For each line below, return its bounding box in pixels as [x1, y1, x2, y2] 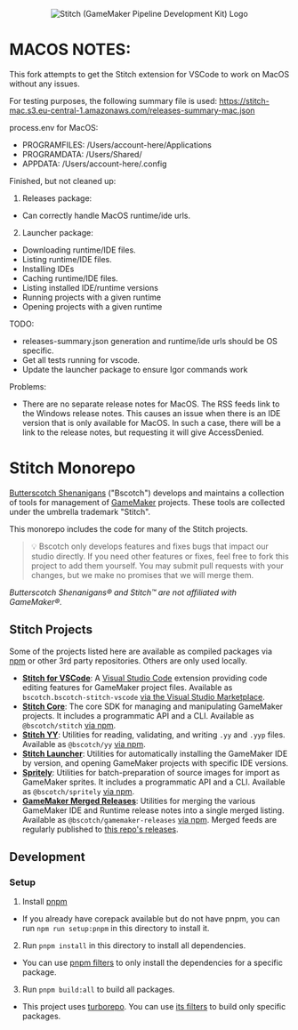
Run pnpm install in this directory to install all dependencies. [21, 940, 246, 951]
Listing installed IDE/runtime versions [21, 282, 158, 293]
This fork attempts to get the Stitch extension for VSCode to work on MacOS [9, 68, 290, 79]
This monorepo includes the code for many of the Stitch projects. [9, 523, 248, 534]
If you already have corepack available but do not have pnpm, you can [21, 913, 280, 924]
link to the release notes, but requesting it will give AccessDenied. [21, 427, 264, 438]
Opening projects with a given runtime [21, 301, 163, 311]
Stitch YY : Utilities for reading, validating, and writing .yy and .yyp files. [21, 729, 286, 740]
